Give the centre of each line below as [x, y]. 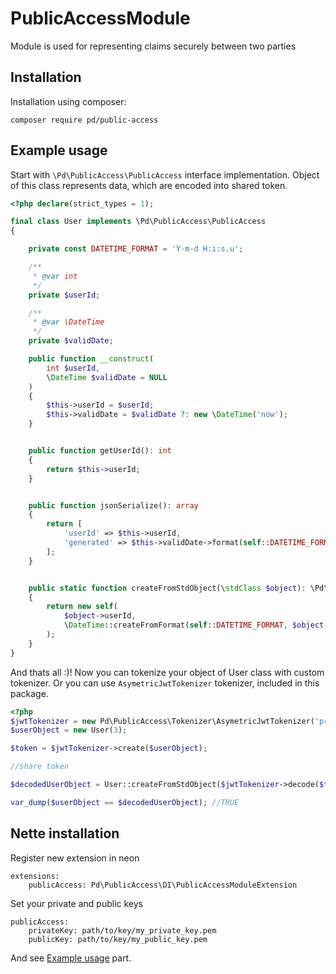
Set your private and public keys [77, 903]
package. [29, 693]
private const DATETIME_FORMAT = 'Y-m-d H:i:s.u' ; [136, 249]
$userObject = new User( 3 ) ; [69, 730]
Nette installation [65, 833]
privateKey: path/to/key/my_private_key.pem [122, 930]
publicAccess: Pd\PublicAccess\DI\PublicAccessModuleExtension [163, 885]
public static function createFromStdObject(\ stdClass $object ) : [167, 588]
